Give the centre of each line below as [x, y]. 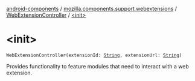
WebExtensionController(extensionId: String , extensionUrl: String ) [94, 55]
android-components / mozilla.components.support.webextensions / [91, 9]
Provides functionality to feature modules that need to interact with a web [97, 66]
